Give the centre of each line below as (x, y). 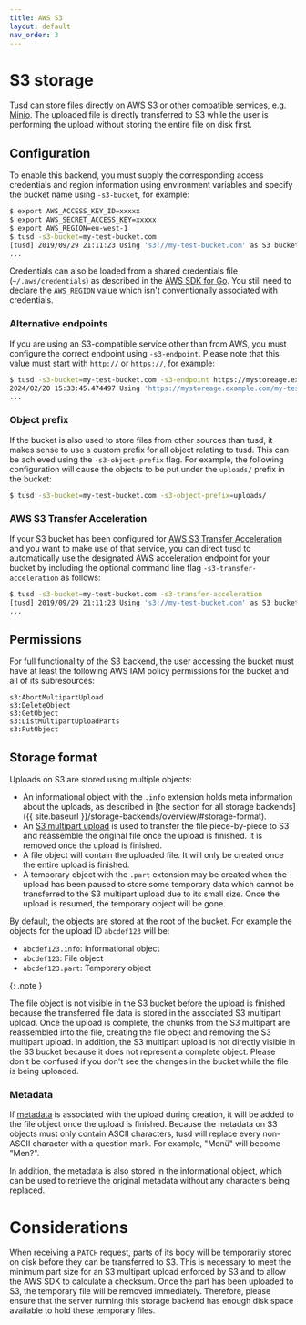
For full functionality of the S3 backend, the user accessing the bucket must (152, 661)
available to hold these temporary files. (82, 1310)
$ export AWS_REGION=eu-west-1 (69, 228)
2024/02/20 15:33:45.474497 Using (75, 388)
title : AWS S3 (36, 18)
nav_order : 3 (34, 35)
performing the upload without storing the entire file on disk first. (131, 125)
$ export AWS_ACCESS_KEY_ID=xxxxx (75, 212)
